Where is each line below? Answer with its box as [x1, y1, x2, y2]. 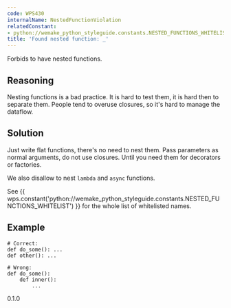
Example [7, 222, 45, 234]
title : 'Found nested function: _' [7, 36, 109, 43]
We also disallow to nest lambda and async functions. [7, 174, 155, 182]
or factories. [7, 160, 42, 169]
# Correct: [7, 240, 38, 247]
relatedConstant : [7, 23, 57, 30]
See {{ [7, 187, 25, 195]
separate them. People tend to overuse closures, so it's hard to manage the [7, 100, 221, 108]
